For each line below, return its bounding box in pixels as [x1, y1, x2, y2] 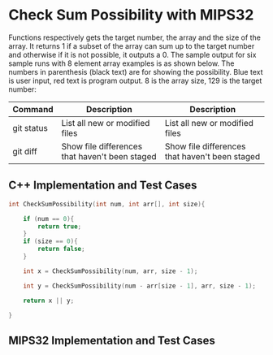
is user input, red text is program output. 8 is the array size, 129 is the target [8, 76, 262, 85]
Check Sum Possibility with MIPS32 [8, 6, 254, 24]
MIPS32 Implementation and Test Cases [8, 333, 215, 347]
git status [12, 122, 49, 133]
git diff [12, 145, 38, 157]
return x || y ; [23, 297, 75, 305]
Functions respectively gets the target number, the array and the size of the [8, 32, 262, 42]
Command [12, 103, 54, 115]
